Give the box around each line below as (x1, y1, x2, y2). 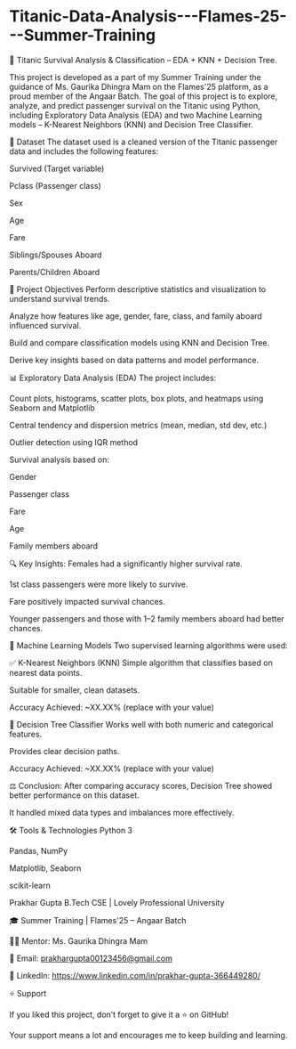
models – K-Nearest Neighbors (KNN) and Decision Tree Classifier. (9, 118, 253, 130)
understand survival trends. (9, 293, 110, 304)
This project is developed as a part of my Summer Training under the (9, 71, 261, 82)
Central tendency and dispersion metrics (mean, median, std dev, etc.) (9, 419, 268, 430)
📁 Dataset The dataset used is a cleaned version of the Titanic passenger (9, 136, 278, 147)
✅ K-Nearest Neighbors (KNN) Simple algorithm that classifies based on (9, 657, 273, 668)
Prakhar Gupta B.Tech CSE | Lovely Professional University (9, 897, 225, 907)
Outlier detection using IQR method (9, 436, 139, 447)
